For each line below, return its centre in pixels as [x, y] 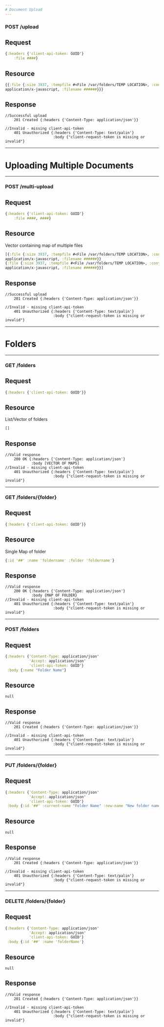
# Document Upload [24, 10]
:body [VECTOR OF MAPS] [55, 463]
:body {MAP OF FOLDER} [54, 595]
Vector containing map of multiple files [44, 245]
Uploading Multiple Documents [70, 165]
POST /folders [22, 630]
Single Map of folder [26, 551]
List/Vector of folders [26, 419]
